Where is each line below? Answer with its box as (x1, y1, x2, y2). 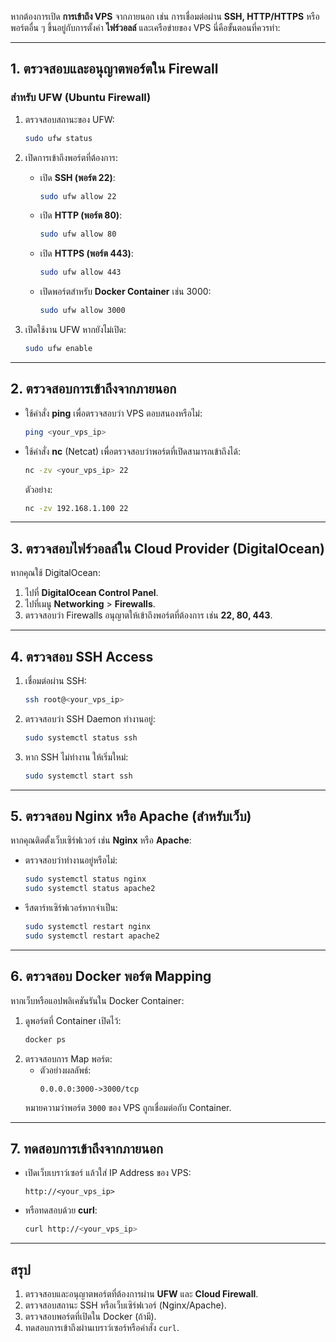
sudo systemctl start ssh (24, 771, 133, 781)
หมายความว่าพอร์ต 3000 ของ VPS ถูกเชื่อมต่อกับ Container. (24, 1101, 232, 1113)
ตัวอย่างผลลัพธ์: (39, 1064, 92, 1076)
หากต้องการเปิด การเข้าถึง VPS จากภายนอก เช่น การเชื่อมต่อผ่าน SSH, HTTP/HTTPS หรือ (10, 11, 320, 22)
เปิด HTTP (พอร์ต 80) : (39, 209, 123, 221)
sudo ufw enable (24, 344, 93, 354)
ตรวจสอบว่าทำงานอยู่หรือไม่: (24, 854, 118, 866)
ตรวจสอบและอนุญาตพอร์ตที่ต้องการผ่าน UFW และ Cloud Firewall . (24, 1288, 259, 1300)
